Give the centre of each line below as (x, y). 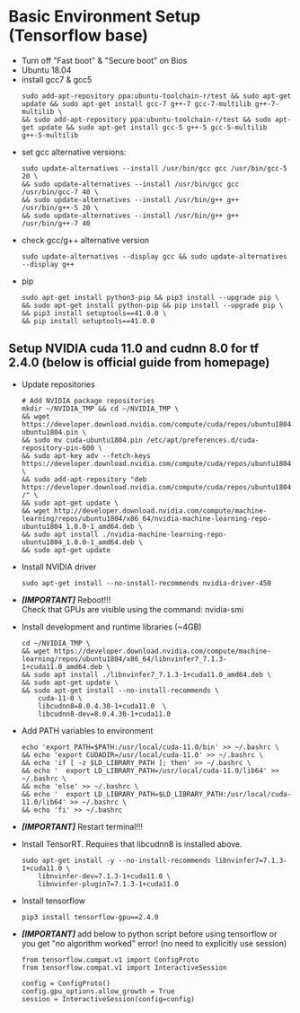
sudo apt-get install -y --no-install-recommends (116, 860)
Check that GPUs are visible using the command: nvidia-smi (132, 609)
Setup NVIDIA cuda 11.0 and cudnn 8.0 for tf (134, 349)
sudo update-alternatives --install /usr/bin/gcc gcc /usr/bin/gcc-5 (154, 168)
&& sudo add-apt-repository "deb (84, 479)
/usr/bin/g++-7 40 (56, 223)
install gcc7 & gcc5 (57, 79)
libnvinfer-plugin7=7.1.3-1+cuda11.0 (108, 884)
